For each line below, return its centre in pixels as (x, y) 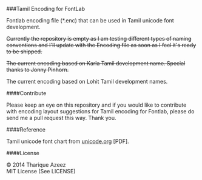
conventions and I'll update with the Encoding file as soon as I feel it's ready (101, 45)
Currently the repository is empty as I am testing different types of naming (99, 38)
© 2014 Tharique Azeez (36, 165)
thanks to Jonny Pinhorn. (38, 70)
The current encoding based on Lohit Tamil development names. (87, 82)
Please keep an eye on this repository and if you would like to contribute (96, 105)
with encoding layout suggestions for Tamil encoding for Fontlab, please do (100, 111)
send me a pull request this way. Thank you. (61, 118)
